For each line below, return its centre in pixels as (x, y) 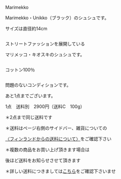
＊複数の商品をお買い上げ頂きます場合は (47, 150)
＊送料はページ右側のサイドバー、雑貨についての (56, 128)
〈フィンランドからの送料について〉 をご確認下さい (58, 139)
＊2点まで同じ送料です (29, 117)
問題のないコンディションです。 (38, 85)
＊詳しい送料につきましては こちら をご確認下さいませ (61, 171)
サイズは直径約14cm (26, 28)
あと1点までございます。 (30, 96)
